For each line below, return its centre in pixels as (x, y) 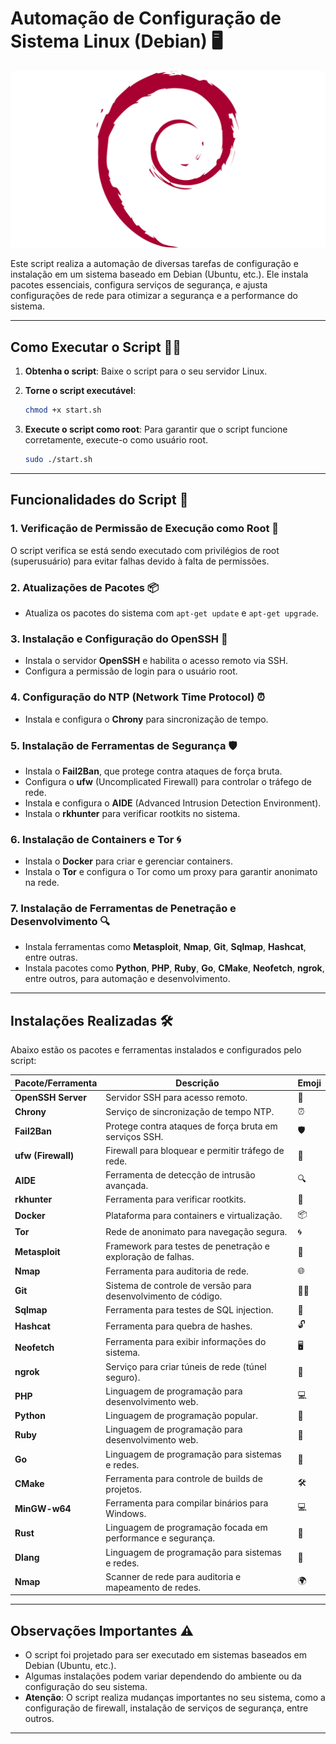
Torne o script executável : (80, 391)
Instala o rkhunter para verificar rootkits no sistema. (132, 813)
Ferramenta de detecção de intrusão (180, 1175)
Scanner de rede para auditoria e (173, 1576)
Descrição (197, 1083)
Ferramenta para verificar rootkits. (176, 1199)
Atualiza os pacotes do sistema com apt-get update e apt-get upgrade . (171, 613)
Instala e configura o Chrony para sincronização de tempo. (146, 719)
